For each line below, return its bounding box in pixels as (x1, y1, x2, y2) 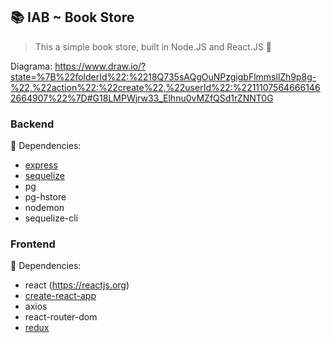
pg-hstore (24, 191, 67, 203)
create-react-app (24, 290, 97, 302)
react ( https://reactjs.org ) (24, 279, 130, 291)
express (24, 159, 58, 171)
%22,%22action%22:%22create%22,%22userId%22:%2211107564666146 (10, 81, 321, 93)
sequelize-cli (24, 212, 79, 224)
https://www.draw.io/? (54, 60, 147, 72)
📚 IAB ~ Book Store (10, 9, 135, 26)
